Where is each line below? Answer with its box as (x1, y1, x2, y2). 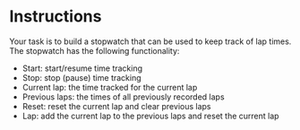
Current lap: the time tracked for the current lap (21, 82, 198, 92)
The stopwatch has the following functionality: (9, 45, 180, 56)
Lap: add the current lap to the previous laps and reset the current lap (21, 110, 279, 121)
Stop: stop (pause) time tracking (21, 72, 141, 82)
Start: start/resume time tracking (21, 63, 143, 74)
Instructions (9, 6, 102, 27)
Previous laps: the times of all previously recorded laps (21, 91, 226, 102)
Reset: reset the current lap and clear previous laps (21, 100, 211, 111)
